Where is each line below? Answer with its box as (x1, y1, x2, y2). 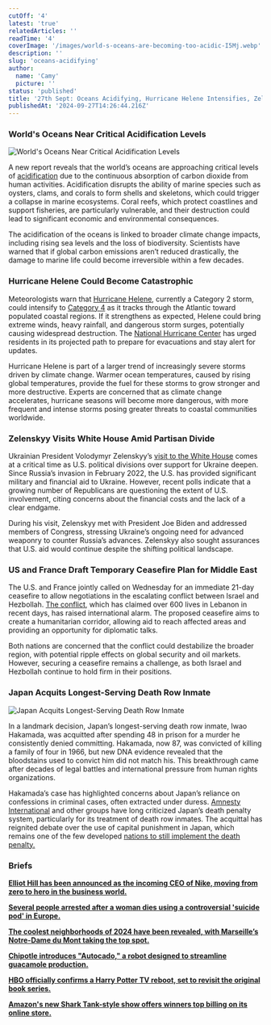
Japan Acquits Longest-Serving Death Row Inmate (8, 687, 211, 699)
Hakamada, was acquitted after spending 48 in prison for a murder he (8, 729, 240, 739)
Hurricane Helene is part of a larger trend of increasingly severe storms (8, 361, 246, 371)
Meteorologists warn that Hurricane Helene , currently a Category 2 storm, (8, 294, 254, 304)
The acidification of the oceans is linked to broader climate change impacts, (8, 229, 261, 239)
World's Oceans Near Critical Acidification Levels (8, 128, 206, 140)
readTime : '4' (8, 34, 56, 43)
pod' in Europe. (8, 910, 61, 921)
